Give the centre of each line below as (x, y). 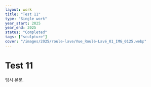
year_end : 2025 (21, 28)
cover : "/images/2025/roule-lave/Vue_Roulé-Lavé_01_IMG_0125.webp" (76, 42)
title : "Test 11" (23, 14)
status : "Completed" (26, 32)
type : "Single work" (26, 19)
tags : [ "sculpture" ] (26, 37)
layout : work (19, 10)
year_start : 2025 (23, 23)
